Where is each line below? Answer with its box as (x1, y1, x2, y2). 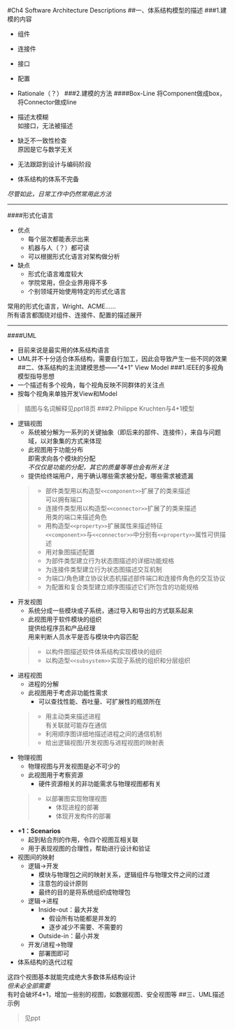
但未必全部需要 (7, 981, 50, 990)
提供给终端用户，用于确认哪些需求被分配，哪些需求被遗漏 (27, 471, 194, 480)
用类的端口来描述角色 (45, 513, 107, 521)
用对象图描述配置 (45, 548, 95, 556)
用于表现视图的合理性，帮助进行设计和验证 (27, 844, 151, 852)
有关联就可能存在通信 (45, 721, 107, 729)
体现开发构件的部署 (55, 812, 112, 820)
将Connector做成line (17, 98, 77, 106)
